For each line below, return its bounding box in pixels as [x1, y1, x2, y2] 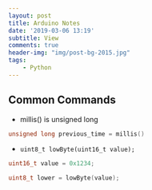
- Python [22, 64, 52, 72]
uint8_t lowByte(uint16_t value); [19, 145, 135, 154]
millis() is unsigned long [19, 114, 98, 124]
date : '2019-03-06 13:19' [8, 26, 94, 34]
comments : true [8, 42, 59, 49]
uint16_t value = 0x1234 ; [8, 160, 94, 168]
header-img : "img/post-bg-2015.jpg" [8, 49, 130, 57]
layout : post [8, 11, 52, 20]
